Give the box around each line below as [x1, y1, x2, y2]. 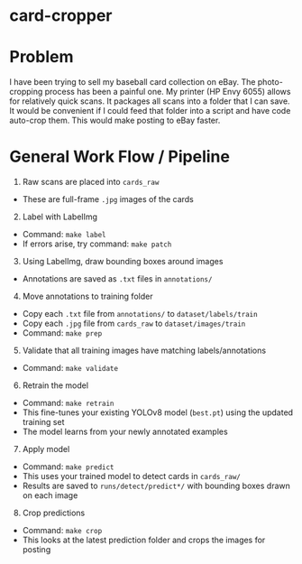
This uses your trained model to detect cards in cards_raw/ [22, 471, 241, 482]
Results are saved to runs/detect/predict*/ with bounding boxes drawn [22, 480, 290, 492]
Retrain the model [22, 380, 88, 391]
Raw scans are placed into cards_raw [22, 177, 160, 188]
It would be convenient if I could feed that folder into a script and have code [9, 106, 291, 116]
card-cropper [9, 5, 113, 26]
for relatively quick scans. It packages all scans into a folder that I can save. [9, 96, 290, 106]
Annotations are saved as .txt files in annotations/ [22, 273, 213, 284]
